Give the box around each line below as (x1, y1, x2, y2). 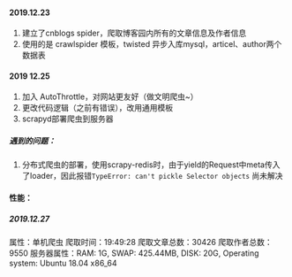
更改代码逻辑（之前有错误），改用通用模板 (21, 103, 174, 113)
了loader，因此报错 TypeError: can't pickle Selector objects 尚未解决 (21, 171, 283, 181)
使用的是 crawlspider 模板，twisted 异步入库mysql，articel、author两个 (21, 39, 282, 50)
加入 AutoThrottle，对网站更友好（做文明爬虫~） (21, 91, 198, 102)
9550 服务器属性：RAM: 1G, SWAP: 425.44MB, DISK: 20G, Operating (9, 248, 259, 258)
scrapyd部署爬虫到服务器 (21, 113, 114, 124)
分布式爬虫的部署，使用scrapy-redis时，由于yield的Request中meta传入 (21, 159, 281, 170)
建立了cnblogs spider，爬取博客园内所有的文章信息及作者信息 (21, 27, 247, 39)
